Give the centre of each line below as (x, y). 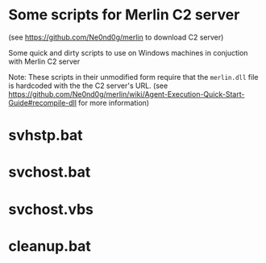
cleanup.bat (50, 246)
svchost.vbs (51, 209)
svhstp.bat (46, 136)
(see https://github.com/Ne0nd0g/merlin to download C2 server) (116, 37)
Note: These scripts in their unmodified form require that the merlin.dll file (133, 77)
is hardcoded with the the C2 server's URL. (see (88, 86)
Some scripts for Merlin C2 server (124, 15)
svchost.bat (50, 172)
